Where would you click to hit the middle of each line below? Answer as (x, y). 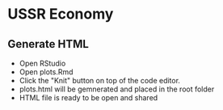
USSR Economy (61, 14)
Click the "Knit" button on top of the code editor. (100, 80)
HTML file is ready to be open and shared (88, 97)
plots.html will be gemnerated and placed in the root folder (117, 89)
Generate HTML (48, 44)
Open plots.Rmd (46, 72)
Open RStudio (42, 63)
